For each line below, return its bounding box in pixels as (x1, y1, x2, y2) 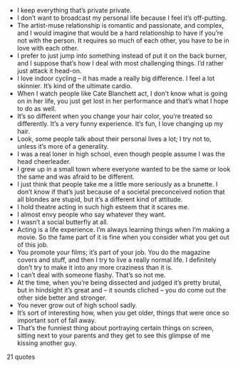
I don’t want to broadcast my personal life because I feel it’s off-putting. (16, 14, 227, 22)
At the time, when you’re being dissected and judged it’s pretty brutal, (16, 278, 222, 287)
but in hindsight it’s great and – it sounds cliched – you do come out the (16, 286, 227, 294)
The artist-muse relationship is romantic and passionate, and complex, (16, 21, 224, 29)
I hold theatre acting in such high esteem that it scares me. (16, 203, 190, 211)
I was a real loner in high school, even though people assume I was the (16, 149, 225, 158)
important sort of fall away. (16, 316, 97, 325)
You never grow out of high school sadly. (16, 301, 138, 309)
